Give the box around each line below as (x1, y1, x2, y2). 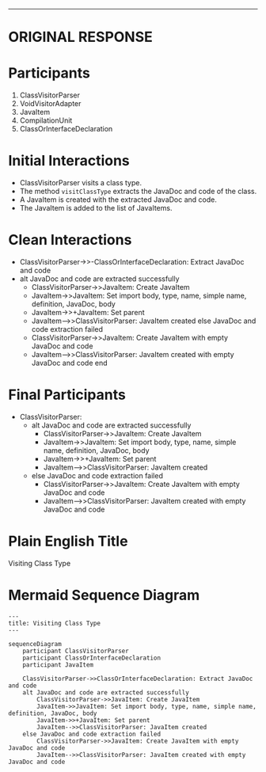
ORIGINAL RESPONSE (8, 29, 153, 46)
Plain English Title (8, 532, 128, 550)
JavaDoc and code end (31, 358, 108, 367)
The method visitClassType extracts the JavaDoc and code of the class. (19, 187, 257, 196)
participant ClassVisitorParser (22, 647, 129, 655)
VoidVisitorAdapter (19, 99, 82, 108)
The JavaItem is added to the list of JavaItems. (19, 203, 173, 213)
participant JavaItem (22, 660, 93, 669)
